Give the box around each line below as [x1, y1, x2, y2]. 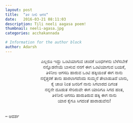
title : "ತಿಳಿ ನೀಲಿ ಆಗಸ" [5, 12, 49, 17]
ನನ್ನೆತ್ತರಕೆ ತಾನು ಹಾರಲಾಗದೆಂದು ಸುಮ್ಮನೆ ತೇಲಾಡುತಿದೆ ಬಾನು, [40, 75, 129, 81]
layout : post [5, 7, 33, 13]
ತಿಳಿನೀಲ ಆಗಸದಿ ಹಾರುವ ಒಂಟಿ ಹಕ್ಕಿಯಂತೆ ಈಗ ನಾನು [46, 69, 123, 75]
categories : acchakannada [5, 31, 59, 36]
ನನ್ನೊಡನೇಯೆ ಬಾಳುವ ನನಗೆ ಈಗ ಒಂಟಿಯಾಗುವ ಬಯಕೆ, [43, 64, 126, 70]
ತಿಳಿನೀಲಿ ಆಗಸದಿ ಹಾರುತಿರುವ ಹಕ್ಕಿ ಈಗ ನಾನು [52, 92, 117, 98]
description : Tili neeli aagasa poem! [5, 21, 86, 27]
